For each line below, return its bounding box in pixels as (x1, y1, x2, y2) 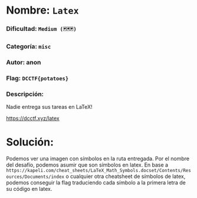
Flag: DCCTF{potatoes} (6, 74, 69, 82)
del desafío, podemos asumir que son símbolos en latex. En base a (6, 161, 169, 168)
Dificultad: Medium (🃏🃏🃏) (6, 25, 77, 33)
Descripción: (6, 90, 44, 98)
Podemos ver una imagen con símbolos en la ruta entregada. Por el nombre (6, 155, 190, 163)
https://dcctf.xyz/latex (6, 115, 60, 122)
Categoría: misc (6, 43, 51, 51)
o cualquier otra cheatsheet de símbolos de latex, (65, 173, 186, 180)
